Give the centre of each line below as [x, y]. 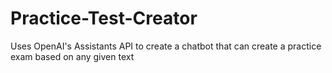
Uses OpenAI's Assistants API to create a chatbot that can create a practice [166, 46]
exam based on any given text [72, 56]
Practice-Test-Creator [104, 18]
